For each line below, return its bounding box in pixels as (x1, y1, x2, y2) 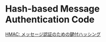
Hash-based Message (5, 3, 100, 15)
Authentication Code (5, 14, 95, 25)
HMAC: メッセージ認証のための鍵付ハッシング (5, 31, 101, 37)
